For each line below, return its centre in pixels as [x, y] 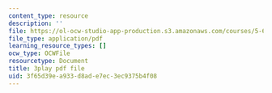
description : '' [36, 23]
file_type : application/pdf [56, 38]
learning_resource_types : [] [57, 46]
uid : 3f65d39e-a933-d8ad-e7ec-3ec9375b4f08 [83, 76]
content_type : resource [49, 16]
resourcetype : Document [49, 61]
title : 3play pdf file [47, 69]
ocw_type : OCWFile [39, 53]
